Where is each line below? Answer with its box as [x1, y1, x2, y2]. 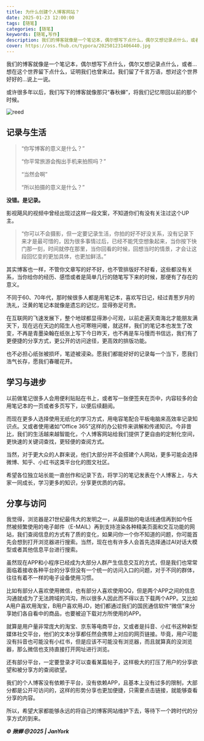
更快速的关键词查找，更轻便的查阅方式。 [6, 437, 107, 445]
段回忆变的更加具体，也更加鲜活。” [21, 252, 106, 260]
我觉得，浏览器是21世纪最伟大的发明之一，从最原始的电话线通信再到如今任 [6, 515, 193, 523]
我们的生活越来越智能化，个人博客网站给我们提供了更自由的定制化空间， [16, 430, 198, 437]
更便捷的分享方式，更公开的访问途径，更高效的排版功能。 [6, 337, 150, 344]
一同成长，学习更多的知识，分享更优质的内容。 [11, 479, 129, 486]
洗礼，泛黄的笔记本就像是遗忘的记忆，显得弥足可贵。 [6, 301, 140, 308]
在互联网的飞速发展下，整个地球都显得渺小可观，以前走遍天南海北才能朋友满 [6, 314, 198, 321]
